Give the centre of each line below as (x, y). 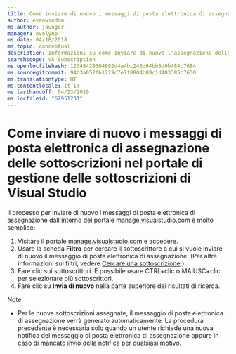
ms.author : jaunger (36, 27)
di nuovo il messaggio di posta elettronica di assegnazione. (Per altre (117, 256)
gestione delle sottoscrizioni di (99, 178)
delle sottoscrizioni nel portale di (105, 163)
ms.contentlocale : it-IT (44, 86)
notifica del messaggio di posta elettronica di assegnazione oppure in (118, 335)
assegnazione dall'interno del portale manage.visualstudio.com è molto (111, 220)
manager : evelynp (33, 33)
